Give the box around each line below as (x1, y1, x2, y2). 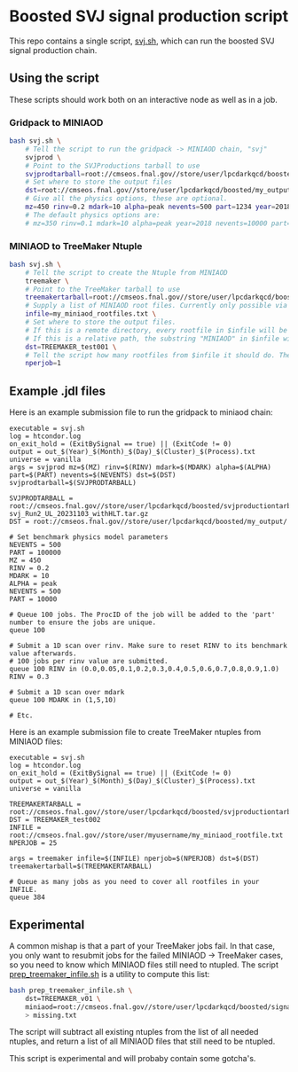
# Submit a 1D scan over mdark (9, 688, 125, 697)
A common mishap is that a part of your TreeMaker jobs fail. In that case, (9, 940, 276, 951)
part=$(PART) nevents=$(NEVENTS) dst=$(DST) (9, 471, 176, 480)
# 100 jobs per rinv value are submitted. (9, 657, 169, 666)
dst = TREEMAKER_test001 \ (25, 342, 117, 351)
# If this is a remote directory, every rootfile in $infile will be (25, 325, 288, 334)
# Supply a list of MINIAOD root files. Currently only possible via (25, 301, 288, 310)
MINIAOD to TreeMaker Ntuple (9, 239, 143, 252)
